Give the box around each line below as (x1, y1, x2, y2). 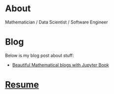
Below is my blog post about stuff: (5, 52, 74, 58)
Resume (5, 79, 39, 91)
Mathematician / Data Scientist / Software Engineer (5, 19, 108, 25)
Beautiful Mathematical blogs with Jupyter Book (12, 62, 109, 68)
